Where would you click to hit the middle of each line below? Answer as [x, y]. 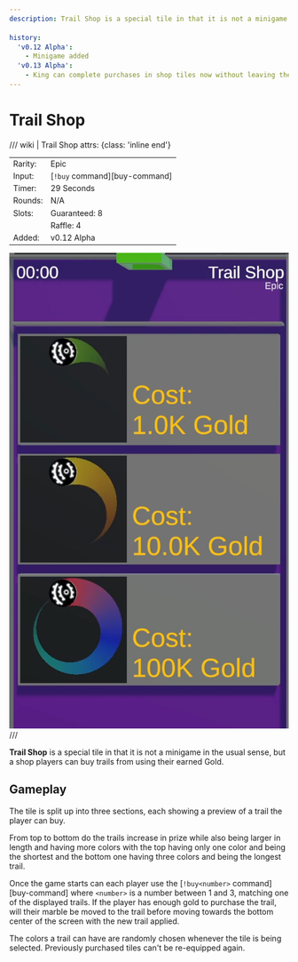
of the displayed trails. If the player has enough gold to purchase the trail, [143, 902]
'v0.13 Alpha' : [45, 66]
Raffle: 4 [66, 225]
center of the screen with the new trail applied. [94, 921]
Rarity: [25, 164]
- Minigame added [57, 56]
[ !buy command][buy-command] [111, 176]
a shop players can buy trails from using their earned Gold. [117, 762]
